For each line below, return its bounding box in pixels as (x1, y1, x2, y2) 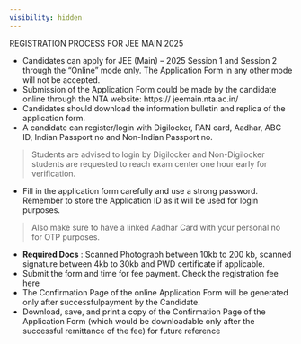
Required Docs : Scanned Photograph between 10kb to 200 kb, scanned (22, 249, 292, 260)
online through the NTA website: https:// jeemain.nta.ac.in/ (22, 93, 239, 104)
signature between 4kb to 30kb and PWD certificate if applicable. (22, 258, 265, 269)
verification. (31, 168, 76, 179)
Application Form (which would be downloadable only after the (22, 315, 255, 326)
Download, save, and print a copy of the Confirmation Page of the (22, 306, 267, 317)
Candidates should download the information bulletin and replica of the (22, 102, 286, 113)
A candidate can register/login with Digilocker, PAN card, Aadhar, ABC (22, 122, 281, 133)
